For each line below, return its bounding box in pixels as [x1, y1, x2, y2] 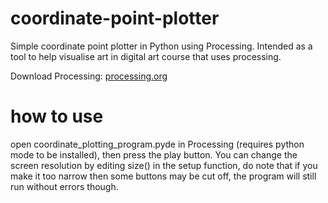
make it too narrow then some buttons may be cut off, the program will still [10, 170, 317, 182]
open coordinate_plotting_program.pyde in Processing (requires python [10, 138, 305, 150]
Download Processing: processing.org [10, 70, 168, 82]
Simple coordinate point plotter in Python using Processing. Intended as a [10, 40, 313, 52]
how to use [10, 105, 104, 128]
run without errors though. [10, 180, 119, 192]
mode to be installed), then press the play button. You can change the [10, 148, 298, 161]
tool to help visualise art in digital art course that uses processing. [10, 50, 282, 62]
